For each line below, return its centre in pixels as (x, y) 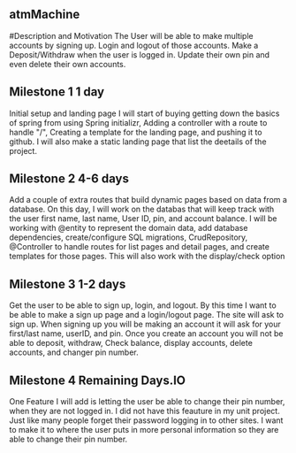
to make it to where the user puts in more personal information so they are (144, 430)
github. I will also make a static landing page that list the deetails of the (138, 142)
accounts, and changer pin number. (74, 352)
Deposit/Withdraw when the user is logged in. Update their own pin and (140, 54)
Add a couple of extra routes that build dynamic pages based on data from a (148, 200)
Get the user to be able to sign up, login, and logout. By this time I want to (143, 305)
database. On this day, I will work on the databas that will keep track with (142, 209)
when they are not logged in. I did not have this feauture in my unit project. (144, 411)
